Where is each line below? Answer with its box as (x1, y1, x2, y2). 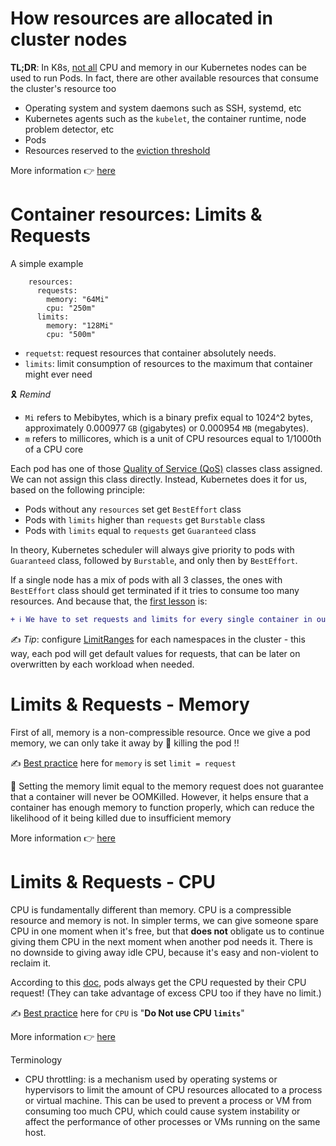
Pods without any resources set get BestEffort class (24, 503, 242, 515)
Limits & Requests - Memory (10, 693, 250, 716)
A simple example (10, 257, 84, 269)
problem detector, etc (24, 123, 115, 135)
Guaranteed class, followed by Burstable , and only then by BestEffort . (10, 554, 298, 566)
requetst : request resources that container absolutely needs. (24, 347, 277, 359)
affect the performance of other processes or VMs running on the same (24, 1115, 321, 1127)
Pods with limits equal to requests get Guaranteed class (24, 524, 257, 536)
